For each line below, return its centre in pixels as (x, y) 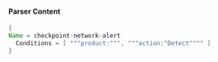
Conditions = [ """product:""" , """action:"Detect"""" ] (113, 43)
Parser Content (34, 11)
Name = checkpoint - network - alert (65, 36)
